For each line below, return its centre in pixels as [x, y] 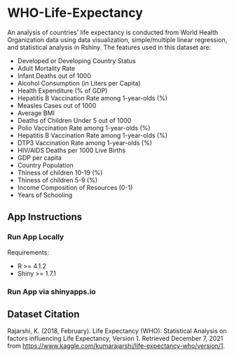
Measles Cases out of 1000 [57, 105]
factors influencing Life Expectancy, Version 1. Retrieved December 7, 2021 [115, 339]
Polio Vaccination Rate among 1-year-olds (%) [84, 128]
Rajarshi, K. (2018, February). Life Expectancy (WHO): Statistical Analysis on [117, 331]
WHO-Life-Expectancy [75, 13]
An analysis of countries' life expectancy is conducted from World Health [113, 32]
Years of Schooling [45, 195]
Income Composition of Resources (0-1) [75, 187]
